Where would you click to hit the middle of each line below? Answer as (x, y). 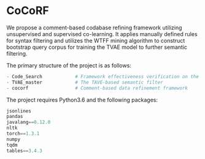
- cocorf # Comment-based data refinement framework (97, 88)
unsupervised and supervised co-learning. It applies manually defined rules (102, 34)
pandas (15, 117)
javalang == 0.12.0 (29, 122)
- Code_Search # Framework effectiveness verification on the (103, 76)
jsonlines (19, 111)
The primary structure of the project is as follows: (69, 65)
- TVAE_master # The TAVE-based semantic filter (85, 82)
